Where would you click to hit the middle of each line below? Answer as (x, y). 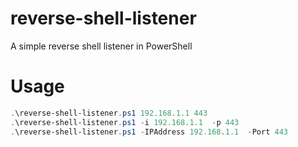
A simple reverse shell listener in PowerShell (101, 46)
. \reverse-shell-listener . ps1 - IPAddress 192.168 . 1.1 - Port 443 (149, 132)
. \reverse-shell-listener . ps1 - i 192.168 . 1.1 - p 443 (125, 122)
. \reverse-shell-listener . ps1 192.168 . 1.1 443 (109, 113)
